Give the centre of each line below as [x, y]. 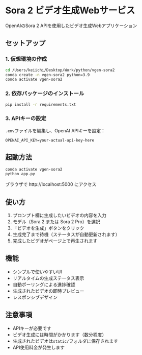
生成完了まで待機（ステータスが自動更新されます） [66, 234]
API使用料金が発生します [39, 347]
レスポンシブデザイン [35, 297]
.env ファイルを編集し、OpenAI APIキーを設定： [55, 130]
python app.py [20, 174]
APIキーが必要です [32, 328]
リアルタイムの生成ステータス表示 [48, 278]
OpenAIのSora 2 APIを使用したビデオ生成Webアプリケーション [71, 26]
